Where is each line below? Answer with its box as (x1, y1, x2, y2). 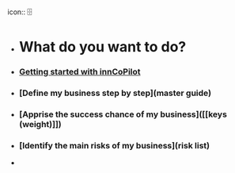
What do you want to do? (18, 38, 187, 56)
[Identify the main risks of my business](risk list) (18, 140, 210, 151)
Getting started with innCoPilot (18, 67, 141, 78)
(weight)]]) (18, 118, 63, 129)
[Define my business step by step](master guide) (18, 87, 211, 98)
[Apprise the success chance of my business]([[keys (18, 109, 227, 120)
